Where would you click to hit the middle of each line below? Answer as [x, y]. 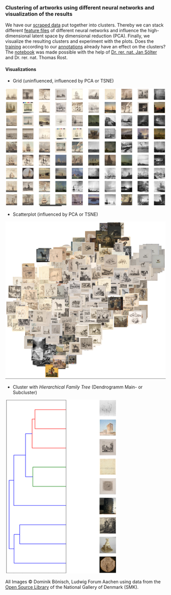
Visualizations [21, 69]
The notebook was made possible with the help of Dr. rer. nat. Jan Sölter [81, 52]
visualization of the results [39, 14]
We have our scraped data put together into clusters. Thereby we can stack [84, 25]
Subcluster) [25, 392]
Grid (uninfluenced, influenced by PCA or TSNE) [63, 81]
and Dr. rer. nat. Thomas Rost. [36, 58]
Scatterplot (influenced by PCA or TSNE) [55, 214]
